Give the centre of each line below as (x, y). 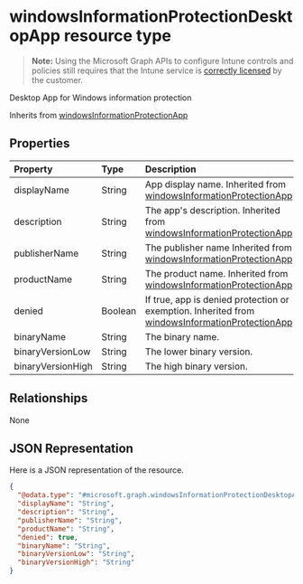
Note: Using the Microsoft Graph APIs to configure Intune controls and (162, 61)
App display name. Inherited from (216, 184)
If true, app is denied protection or (217, 299)
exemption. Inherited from (200, 311)
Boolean (119, 311)
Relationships (49, 398)
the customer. (57, 80)
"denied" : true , (48, 537)
